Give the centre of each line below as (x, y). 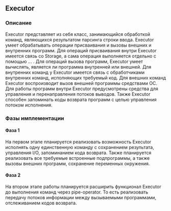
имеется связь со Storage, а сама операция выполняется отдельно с (81, 56)
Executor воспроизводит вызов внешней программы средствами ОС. (81, 83)
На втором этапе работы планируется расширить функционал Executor (83, 187)
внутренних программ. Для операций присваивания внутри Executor (81, 50)
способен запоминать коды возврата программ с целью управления (81, 99)
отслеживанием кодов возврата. (41, 203)
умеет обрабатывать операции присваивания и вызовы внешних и (78, 45)
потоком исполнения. (29, 105)
